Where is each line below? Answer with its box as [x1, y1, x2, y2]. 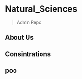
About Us [5, 33, 34, 42]
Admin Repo [16, 19, 41, 25]
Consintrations [5, 50, 51, 58]
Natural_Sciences [5, 3, 78, 15]
